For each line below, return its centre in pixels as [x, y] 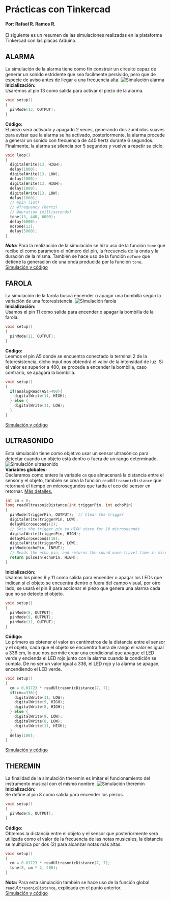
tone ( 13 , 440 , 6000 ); [33, 217]
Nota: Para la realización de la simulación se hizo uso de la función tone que [85, 246]
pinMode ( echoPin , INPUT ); [37, 548]
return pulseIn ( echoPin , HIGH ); [44, 558]
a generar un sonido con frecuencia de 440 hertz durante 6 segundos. [79, 140]
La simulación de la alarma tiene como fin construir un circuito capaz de [81, 69]
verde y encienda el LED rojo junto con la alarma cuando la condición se [81, 658]
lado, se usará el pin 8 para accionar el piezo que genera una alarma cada [83, 588]
